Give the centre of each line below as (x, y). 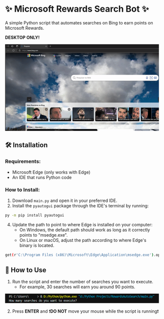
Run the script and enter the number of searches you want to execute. (83, 282)
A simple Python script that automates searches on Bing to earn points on (79, 22)
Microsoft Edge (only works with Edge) (51, 172)
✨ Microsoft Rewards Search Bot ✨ (77, 9)
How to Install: (22, 190)
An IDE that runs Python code (42, 177)
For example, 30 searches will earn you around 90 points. (77, 287)
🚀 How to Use (26, 270)
